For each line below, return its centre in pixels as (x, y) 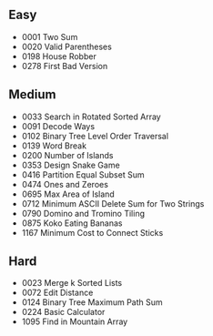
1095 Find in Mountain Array (75, 321)
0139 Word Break (54, 146)
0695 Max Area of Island (68, 194)
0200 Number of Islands (67, 155)
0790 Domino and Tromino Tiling (83, 213)
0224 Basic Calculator (63, 312)
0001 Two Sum (50, 36)
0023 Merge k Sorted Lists (72, 283)
